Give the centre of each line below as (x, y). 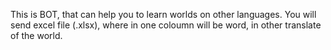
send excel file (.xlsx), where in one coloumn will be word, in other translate (166, 25)
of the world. (36, 35)
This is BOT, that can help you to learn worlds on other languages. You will (163, 14)
